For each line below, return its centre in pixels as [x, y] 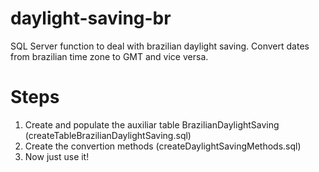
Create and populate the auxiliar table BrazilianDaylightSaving [152, 124]
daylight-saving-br [91, 18]
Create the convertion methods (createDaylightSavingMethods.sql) [163, 146]
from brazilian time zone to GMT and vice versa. [109, 56]
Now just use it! [57, 156]
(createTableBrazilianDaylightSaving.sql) [108, 135]
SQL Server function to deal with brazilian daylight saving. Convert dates [160, 46]
